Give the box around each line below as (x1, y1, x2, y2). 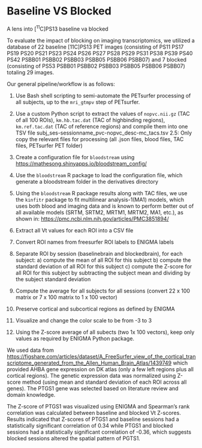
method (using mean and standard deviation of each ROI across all (22, 378, 187, 386)
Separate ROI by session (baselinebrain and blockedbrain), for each (15, 250, 183, 257)
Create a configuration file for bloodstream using (15, 153, 135, 160)
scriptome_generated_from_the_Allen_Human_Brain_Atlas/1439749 (7, 359, 172, 366)
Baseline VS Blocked (7, 4, 111, 18)
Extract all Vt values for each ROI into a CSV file (15, 226, 134, 234)
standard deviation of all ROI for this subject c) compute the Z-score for (15, 262, 192, 270)
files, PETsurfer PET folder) (15, 142, 83, 149)
